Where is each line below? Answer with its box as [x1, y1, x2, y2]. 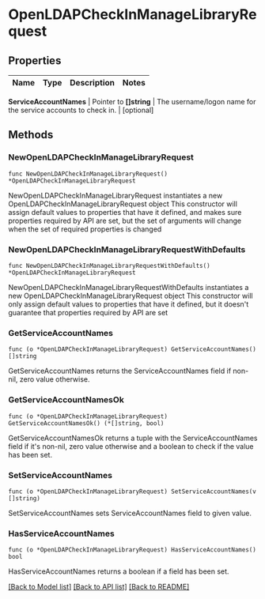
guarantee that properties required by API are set [8, 307, 168, 317]
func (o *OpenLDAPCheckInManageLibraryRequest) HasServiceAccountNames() [8, 546, 257, 554]
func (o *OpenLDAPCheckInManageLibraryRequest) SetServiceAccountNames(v [8, 488, 257, 495]
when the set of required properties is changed [8, 224, 162, 234]
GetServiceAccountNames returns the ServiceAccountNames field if [8, 366, 232, 376]
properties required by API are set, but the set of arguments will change [8, 216, 242, 225]
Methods [8, 128, 54, 141]
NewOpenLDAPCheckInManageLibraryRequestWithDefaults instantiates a [8, 282, 249, 292]
